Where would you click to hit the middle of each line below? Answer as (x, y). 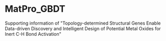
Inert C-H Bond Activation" (33, 34)
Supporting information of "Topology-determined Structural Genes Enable (83, 23)
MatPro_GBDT (35, 9)
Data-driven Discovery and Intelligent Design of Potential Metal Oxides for (83, 28)
